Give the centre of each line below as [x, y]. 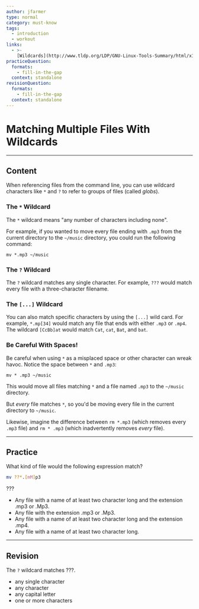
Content [22, 170]
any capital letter [35, 594]
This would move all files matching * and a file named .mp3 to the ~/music [95, 386]
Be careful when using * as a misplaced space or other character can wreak [99, 358]
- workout [23, 39]
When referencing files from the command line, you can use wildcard [90, 185]
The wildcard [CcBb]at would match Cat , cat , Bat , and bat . [77, 330]
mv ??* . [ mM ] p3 [24, 477]
